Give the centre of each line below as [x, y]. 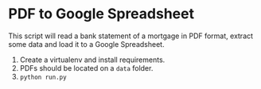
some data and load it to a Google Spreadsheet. [86, 44]
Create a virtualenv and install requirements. [92, 60]
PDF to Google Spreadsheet [101, 14]
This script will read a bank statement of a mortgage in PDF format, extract [130, 36]
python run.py [43, 77]
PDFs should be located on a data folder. [86, 68]
